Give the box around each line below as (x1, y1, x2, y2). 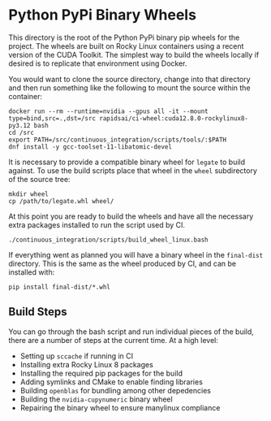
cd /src (8, 128, 35, 137)
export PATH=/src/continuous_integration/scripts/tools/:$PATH (8, 136, 227, 144)
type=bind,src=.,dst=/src (8, 114, 96, 123)
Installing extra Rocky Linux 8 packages (19, 359, 154, 369)
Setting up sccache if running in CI (19, 351, 134, 361)
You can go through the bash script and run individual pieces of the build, (8, 327, 254, 336)
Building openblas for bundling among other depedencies (19, 385, 211, 395)
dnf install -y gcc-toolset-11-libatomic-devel (8, 142, 173, 151)
